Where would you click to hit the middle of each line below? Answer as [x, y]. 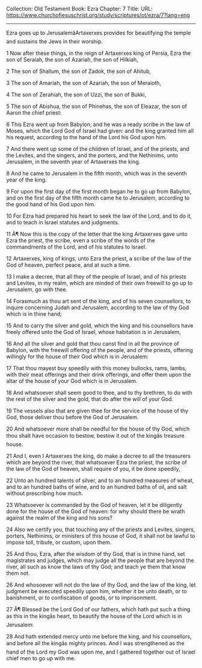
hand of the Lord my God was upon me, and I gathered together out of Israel [101, 652]
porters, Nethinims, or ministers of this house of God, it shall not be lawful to [101, 536]
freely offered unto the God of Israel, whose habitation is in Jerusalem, [94, 332]
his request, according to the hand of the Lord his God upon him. [86, 137]
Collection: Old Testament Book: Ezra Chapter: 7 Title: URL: [80, 9]
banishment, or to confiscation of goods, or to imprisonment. [82, 597]
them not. [18, 573]
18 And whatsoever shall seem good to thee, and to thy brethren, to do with [99, 392]
